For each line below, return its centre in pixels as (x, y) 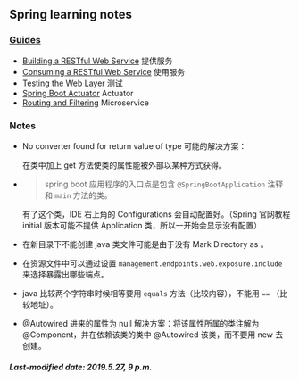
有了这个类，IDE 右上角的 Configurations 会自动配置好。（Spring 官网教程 (156, 214)
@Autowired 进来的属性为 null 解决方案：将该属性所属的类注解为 (141, 323)
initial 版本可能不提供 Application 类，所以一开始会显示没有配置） (142, 225)
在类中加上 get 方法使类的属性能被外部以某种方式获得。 (124, 165)
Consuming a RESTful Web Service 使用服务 (104, 71)
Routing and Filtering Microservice (86, 103)
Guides (25, 40)
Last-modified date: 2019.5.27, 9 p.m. (81, 367)
